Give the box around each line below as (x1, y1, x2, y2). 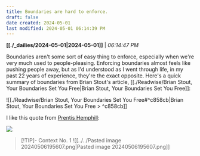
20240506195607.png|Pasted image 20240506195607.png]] (20, 143, 170, 151)
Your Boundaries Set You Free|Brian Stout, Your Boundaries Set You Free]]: (6, 85, 191, 92)
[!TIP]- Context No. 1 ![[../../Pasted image (20, 137, 121, 144)
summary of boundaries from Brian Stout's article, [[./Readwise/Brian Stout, (6, 79, 193, 86)
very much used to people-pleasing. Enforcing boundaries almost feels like (6, 60, 191, 67)
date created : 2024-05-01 (6, 20, 70, 26)
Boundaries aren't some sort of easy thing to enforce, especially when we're (6, 53, 195, 60)
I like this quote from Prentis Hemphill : (6, 114, 100, 121)
